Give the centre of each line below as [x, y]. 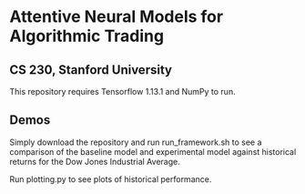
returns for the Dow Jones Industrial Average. [95, 161]
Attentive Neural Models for [117, 17]
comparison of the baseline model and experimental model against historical [153, 151]
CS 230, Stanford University [91, 70]
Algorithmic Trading [87, 36]
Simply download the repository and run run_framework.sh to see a [136, 142]
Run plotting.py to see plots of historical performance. [111, 179]
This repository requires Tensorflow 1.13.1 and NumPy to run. [122, 92]
